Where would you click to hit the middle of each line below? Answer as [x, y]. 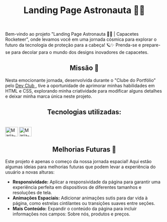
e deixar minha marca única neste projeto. [49, 96]
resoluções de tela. [32, 193]
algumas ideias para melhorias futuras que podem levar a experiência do [80, 167]
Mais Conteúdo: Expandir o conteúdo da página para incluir [74, 209]
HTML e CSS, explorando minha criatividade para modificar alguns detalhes [83, 91]
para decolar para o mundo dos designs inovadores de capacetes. [80, 52]
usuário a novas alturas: [30, 172]
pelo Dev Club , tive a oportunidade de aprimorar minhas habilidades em [80, 86]
